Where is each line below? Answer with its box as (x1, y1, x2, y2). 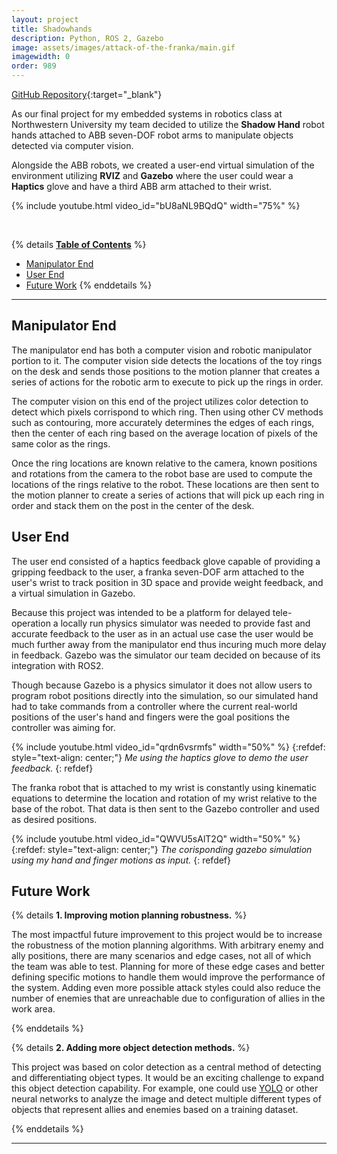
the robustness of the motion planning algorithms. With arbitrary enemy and (11, 939, 324, 951)
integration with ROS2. (11, 659, 104, 671)
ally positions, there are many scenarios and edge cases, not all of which (11, 950, 312, 962)
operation (11, 617, 51, 629)
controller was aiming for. (11, 721, 116, 733)
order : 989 (11, 61, 57, 71)
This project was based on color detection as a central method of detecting (11, 1061, 322, 1073)
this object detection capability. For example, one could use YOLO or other (11, 1082, 319, 1095)
